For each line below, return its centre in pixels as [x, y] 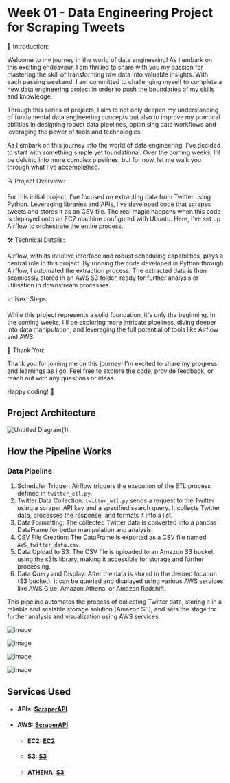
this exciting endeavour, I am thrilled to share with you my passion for [105, 67]
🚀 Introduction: [28, 46]
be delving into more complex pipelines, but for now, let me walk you [104, 159]
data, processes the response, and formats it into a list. [95, 516]
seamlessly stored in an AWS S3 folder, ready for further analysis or [103, 278]
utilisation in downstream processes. [59, 285]
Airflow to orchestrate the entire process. [65, 226]
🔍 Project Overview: [36, 181]
